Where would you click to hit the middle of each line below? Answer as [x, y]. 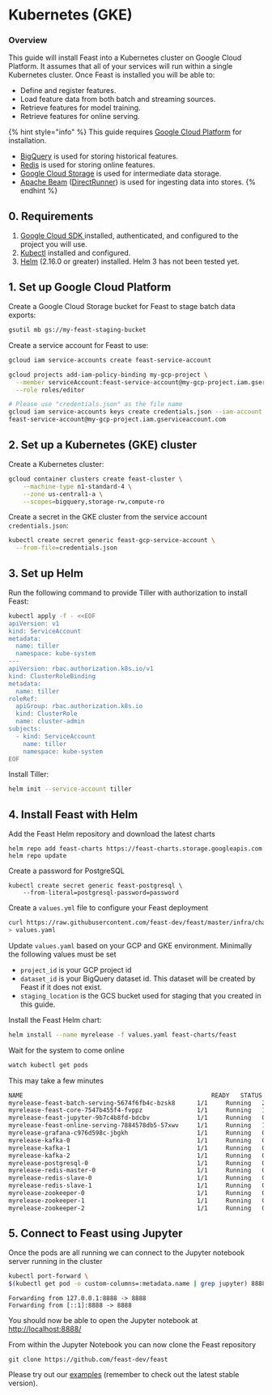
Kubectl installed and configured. [75, 253]
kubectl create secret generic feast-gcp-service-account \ [112, 541]
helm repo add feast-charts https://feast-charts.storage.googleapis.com [136, 849]
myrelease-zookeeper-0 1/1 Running [130, 1194]
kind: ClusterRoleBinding [52, 676]
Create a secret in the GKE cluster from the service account [108, 517]
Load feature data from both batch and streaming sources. [118, 100]
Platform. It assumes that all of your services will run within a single [121, 66]
